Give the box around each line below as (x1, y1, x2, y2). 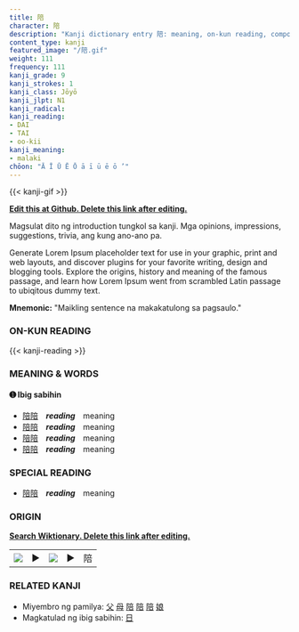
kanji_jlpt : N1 (9, 95, 66, 105)
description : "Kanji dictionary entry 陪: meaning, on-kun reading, (9, 29, 267, 38)
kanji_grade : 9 (9, 71, 66, 80)
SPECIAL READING (9, 466, 92, 479)
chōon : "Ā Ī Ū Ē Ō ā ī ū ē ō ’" (9, 162, 129, 171)
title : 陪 (9, 12, 44, 22)
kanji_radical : (9, 104, 66, 113)
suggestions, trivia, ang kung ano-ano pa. (9, 231, 163, 241)
